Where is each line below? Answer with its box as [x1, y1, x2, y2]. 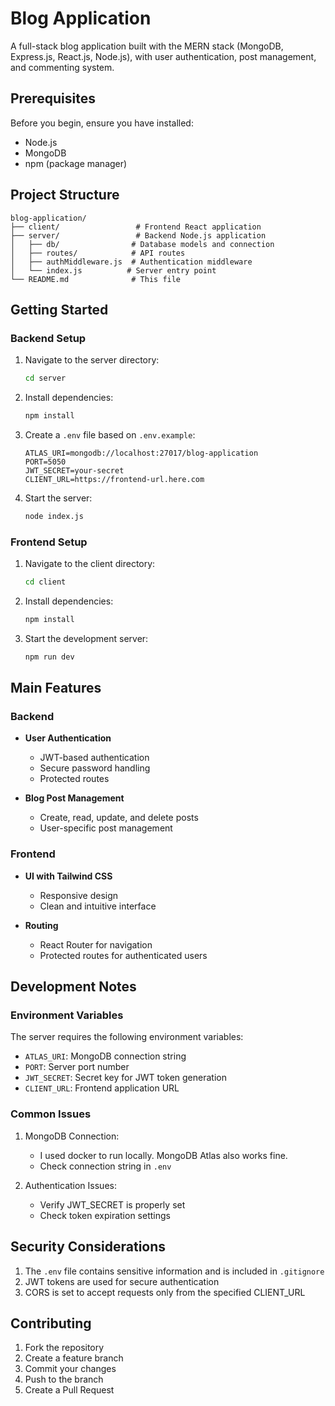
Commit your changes [24, 1363, 117, 1375]
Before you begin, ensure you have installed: [10, 117, 194, 129]
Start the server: [24, 492, 93, 504]
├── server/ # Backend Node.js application [10, 230, 267, 241]
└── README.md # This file [10, 274, 182, 284]
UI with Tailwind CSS [24, 870, 113, 882]
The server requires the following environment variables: [10, 1031, 244, 1043]
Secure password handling [39, 762, 151, 774]
